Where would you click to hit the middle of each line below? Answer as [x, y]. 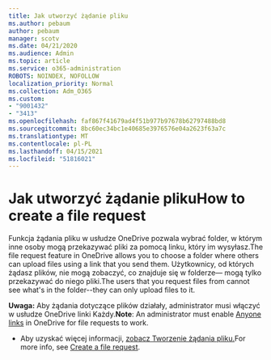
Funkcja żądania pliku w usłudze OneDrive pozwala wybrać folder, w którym [135, 239]
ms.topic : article [39, 61]
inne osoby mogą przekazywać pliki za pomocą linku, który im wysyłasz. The [136, 247]
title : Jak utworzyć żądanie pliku [68, 16]
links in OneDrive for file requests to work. [78, 323]
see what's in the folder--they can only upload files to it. [102, 290]
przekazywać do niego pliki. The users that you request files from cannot [129, 282]
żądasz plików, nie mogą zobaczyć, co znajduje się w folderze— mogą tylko [135, 273]
